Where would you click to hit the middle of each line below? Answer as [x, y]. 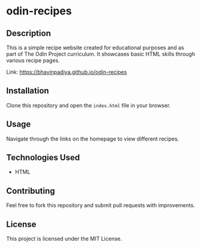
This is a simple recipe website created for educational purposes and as [95, 47]
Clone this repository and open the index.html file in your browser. [88, 105]
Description [28, 33]
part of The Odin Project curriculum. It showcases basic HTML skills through [101, 54]
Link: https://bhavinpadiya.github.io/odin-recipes [67, 72]
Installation [28, 91]
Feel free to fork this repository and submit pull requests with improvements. [100, 205]
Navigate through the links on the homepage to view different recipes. [93, 139]
